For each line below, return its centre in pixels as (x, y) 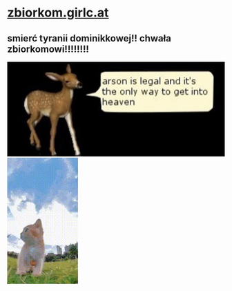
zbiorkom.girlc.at (58, 13)
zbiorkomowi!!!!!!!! (48, 49)
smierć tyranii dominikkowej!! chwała (89, 38)
